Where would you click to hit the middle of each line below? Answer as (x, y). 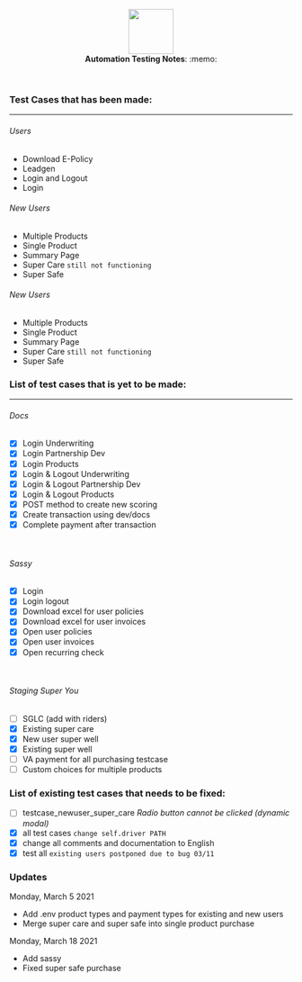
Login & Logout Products (68, 494)
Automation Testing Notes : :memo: (151, 59)
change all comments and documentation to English (118, 842)
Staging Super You (44, 691)
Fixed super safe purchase (71, 968)
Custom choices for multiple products (92, 770)
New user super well (60, 739)
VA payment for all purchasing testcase (95, 760)
